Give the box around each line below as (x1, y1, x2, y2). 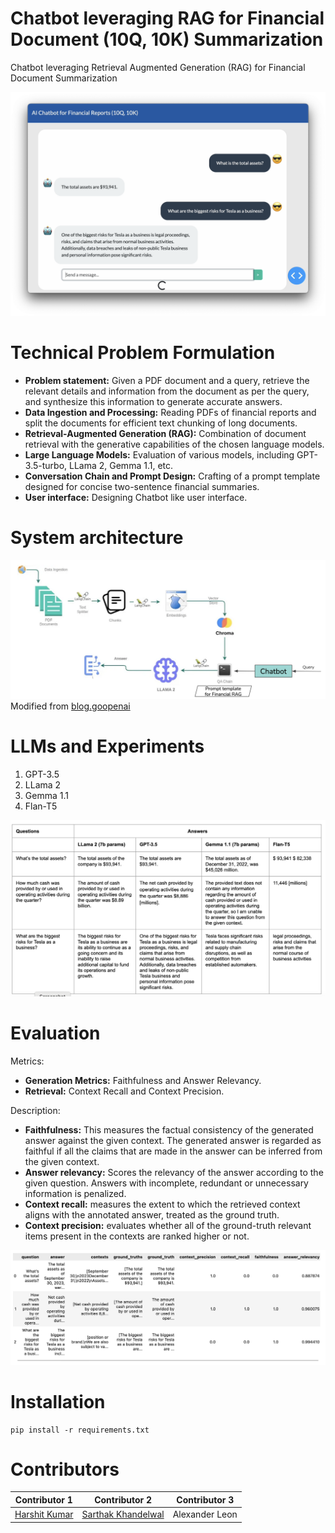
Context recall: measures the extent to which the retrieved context (24, 1198, 301, 1210)
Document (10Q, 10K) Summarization (10, 28, 324, 51)
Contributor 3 (176, 1493, 235, 1506)
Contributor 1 (14, 1493, 73, 1506)
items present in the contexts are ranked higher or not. (24, 1230, 250, 1242)
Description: (10, 1104, 61, 1116)
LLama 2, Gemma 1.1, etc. (68, 460, 174, 472)
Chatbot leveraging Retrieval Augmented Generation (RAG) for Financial (10, 61, 306, 73)
